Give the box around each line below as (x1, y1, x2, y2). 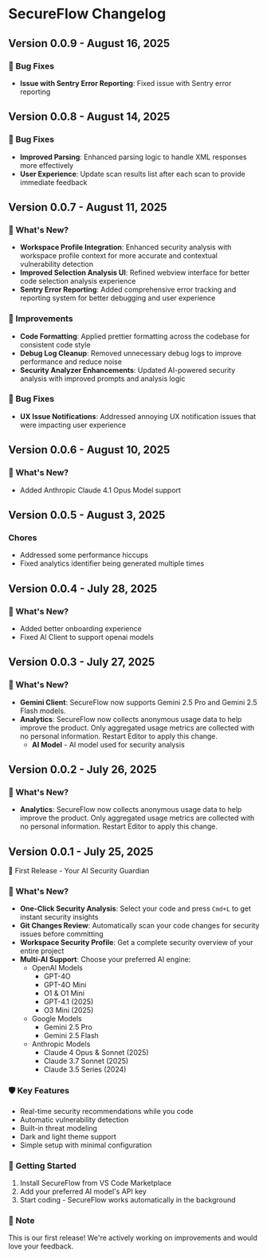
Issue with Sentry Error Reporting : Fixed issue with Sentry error (19, 78, 232, 88)
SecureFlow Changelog (8, 5, 167, 23)
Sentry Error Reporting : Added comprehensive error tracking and (19, 284, 237, 295)
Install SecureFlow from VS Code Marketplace (19, 1178, 172, 1187)
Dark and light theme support (19, 1132, 117, 1141)
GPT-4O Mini (43, 980, 87, 990)
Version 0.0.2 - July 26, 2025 (8, 763, 157, 776)
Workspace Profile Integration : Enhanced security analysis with (19, 242, 232, 252)
